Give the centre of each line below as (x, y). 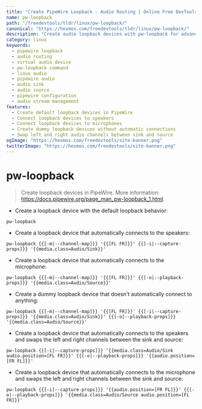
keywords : (19, 46)
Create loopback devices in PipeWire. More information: (90, 192)
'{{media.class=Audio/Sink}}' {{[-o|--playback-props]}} (103, 316)
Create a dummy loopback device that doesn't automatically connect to (103, 294)
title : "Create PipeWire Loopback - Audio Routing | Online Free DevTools (102, 12)
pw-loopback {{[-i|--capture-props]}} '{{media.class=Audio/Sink (90, 350)
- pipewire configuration (44, 96)
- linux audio (29, 73)
